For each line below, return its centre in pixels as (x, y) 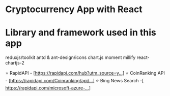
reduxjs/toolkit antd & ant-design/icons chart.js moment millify (70, 57)
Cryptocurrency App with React (74, 9)
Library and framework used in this (81, 33)
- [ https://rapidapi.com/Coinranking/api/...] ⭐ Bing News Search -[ (75, 81)
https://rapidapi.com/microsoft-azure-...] (48, 88)
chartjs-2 (15, 63)
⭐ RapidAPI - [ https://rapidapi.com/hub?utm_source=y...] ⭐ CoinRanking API (85, 73)
